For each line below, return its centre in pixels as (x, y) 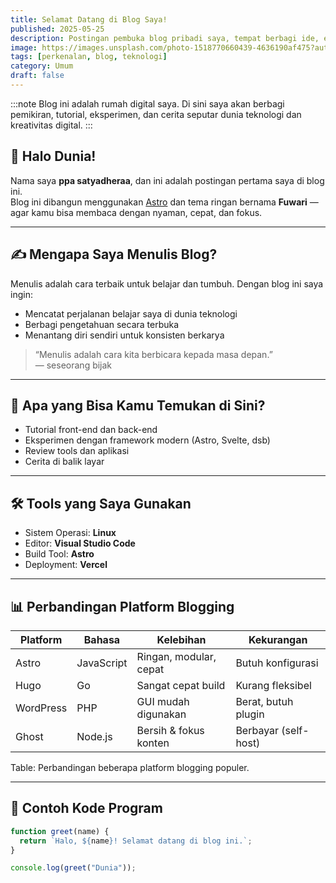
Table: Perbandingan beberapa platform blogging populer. (130, 767)
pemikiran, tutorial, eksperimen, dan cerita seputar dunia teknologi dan (156, 114)
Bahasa (102, 639)
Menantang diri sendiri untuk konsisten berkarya (124, 335)
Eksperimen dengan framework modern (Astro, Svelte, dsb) (147, 440)
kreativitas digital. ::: (51, 125)
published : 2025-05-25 (57, 29)
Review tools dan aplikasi (77, 451)
